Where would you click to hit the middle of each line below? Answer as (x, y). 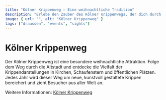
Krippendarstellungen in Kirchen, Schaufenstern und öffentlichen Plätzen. (81, 72)
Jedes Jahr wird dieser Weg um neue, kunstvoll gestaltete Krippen (73, 78)
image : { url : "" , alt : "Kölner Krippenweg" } (54, 19)
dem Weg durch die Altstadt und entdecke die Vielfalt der (64, 67)
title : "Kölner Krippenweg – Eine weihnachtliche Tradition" (70, 10)
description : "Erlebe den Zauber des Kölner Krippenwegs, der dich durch (83, 14)
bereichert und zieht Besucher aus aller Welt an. (54, 83)
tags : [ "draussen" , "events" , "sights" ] (48, 24)
